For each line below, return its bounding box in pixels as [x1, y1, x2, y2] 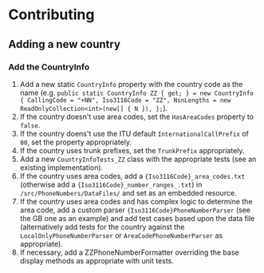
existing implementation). [19, 162, 104, 172]
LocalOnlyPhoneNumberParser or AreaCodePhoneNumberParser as [19, 230, 223, 240]
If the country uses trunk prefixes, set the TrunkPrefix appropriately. [19, 145, 245, 155]
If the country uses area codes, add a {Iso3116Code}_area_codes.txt [19, 171, 246, 180]
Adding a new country [8, 38, 121, 51]
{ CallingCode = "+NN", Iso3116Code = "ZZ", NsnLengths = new [19, 96, 231, 105]
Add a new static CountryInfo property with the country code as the [19, 79, 243, 89]
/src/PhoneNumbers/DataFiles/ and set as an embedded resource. [19, 188, 237, 197]
